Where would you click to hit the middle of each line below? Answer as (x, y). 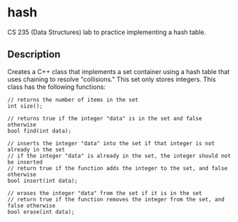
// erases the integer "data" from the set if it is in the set (105, 193)
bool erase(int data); (41, 212)
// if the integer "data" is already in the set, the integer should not (119, 156)
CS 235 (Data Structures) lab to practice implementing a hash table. (107, 32)
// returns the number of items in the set (73, 100)
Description (34, 54)
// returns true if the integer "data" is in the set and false (105, 118)
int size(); (25, 106)
